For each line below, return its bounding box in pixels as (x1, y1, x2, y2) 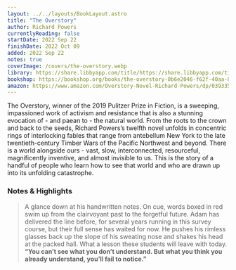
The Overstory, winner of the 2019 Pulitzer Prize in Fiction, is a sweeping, (7, 101, 219, 110)
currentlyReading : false (7, 30, 80, 37)
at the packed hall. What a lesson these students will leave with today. (24, 240, 227, 248)
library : (7, 69, 33, 76)
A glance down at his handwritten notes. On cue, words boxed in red (24, 202, 223, 211)
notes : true (7, 56, 42, 63)
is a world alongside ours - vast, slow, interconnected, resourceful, (7, 146, 200, 155)
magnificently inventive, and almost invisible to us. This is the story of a (7, 154, 214, 162)
